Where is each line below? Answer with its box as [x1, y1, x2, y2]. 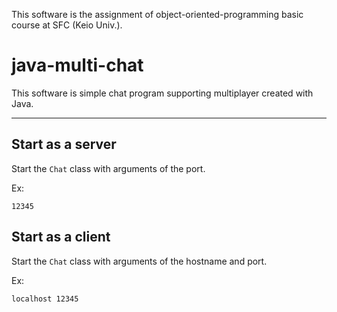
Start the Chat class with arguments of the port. [11, 162, 206, 174]
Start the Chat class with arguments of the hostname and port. [11, 255, 268, 267]
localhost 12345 [11, 294, 79, 304]
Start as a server [11, 136, 117, 153]
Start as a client [11, 229, 111, 246]
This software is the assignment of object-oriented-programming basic [11, 9, 304, 20]
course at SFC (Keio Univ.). [11, 19, 123, 31]
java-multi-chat [11, 54, 144, 77]
